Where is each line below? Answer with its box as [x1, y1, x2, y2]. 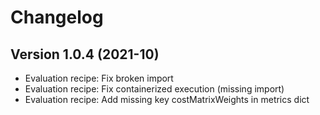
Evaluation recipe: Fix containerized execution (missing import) [24, 83, 285, 95]
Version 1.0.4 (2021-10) [10, 46, 160, 63]
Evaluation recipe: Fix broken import [24, 72, 174, 84]
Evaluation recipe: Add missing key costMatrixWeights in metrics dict [24, 94, 310, 105]
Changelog [10, 6, 104, 29]
